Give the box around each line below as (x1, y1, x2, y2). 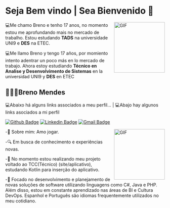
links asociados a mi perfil (5, 109, 60, 115)
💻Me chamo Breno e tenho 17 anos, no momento (5, 22, 108, 28)
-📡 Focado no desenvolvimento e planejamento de (5, 176, 110, 182)
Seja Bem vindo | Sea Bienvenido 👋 (5, 5, 154, 17)
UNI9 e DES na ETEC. (5, 40, 51, 46)
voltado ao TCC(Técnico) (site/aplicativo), (5, 161, 93, 167)
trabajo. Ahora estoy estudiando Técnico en (5, 63, 97, 69)
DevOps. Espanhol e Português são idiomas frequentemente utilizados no (5, 192, 159, 198)
